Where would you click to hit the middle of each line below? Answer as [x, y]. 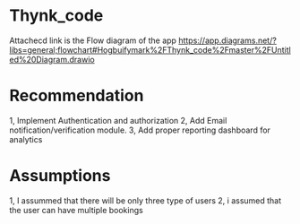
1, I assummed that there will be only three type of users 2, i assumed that [146, 200]
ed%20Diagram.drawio [52, 59]
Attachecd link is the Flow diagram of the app [93, 40]
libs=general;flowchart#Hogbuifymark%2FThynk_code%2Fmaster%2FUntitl [150, 49]
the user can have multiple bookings [76, 210]
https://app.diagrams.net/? [228, 40]
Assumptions [60, 176]
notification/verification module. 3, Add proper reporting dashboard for [140, 130]
